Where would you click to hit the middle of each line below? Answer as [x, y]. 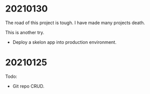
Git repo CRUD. [28, 86]
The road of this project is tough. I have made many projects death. [75, 23]
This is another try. [25, 32]
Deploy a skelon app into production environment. [64, 42]
